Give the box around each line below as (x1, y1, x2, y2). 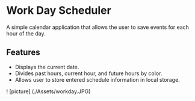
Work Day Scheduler (6, 4, 111, 17)
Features (6, 47, 40, 58)
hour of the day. (6, 29, 46, 37)
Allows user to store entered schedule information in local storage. (14, 76, 181, 83)
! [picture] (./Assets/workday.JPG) (6, 88, 91, 95)
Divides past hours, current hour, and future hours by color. (14, 70, 162, 77)
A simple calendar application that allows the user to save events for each (6, 23, 190, 31)
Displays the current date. (14, 63, 79, 70)
